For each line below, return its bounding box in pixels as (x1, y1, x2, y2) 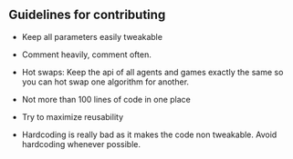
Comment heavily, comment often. (21, 49, 152, 60)
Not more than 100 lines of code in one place (21, 94, 191, 104)
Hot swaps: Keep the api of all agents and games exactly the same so (21, 66, 284, 77)
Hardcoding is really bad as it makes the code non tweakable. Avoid (21, 129, 277, 140)
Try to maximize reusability (21, 111, 124, 122)
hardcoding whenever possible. (21, 138, 141, 149)
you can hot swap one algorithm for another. (21, 76, 189, 87)
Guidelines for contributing (8, 7, 166, 23)
